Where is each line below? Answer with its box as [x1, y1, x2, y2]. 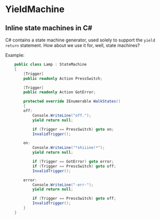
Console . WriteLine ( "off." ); [32, 113, 92, 118]
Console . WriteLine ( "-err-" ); [32, 182, 94, 187]
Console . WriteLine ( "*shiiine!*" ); [32, 145, 105, 150]
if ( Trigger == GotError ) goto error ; [32, 159, 114, 164]
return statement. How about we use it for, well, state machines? [5, 42, 140, 48]
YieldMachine [5, 4, 65, 15]
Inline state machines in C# [5, 24, 92, 32]
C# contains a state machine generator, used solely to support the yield [5, 37, 155, 43]
